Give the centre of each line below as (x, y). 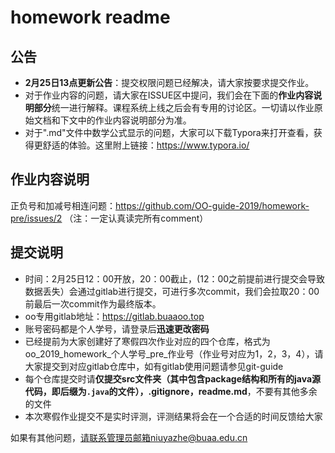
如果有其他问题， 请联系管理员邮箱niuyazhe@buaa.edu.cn (129, 437)
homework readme (90, 17)
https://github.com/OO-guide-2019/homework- (212, 205)
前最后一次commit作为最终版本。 (93, 303)
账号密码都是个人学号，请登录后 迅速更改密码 (117, 328)
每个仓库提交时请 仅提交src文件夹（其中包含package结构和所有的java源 (173, 378)
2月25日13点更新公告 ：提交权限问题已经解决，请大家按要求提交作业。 (169, 82)
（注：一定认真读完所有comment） (136, 218)
